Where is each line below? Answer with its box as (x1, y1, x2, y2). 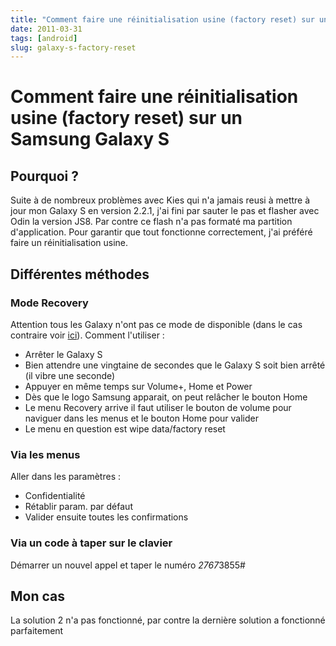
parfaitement (10, 625, 64, 637)
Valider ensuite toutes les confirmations (24, 511, 189, 523)
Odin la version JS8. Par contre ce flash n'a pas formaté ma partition (10, 216, 293, 228)
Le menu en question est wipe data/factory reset (24, 422, 226, 435)
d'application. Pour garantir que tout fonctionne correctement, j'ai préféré (10, 226, 313, 238)
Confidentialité (24, 490, 86, 502)
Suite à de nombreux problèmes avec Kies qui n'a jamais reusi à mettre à (10, 194, 311, 206)
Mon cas (10, 587, 66, 605)
